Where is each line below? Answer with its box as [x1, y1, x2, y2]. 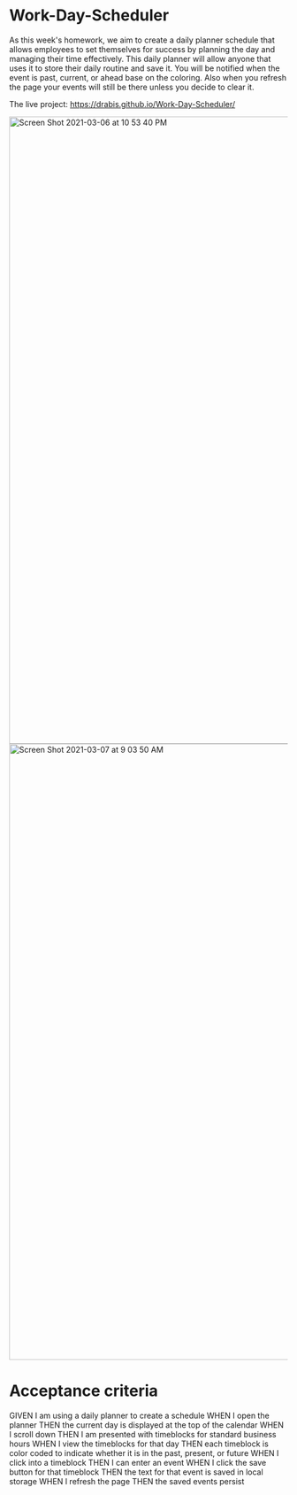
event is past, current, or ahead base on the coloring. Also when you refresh [9, 72, 287, 82]
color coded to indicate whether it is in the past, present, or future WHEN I [9, 1447, 279, 1458]
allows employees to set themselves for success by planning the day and [9, 43, 276, 54]
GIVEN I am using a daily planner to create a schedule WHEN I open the [9, 1410, 270, 1421]
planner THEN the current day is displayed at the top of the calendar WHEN [9, 1419, 285, 1430]
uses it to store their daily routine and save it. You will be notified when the [9, 63, 280, 74]
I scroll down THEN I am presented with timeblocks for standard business [9, 1429, 277, 1439]
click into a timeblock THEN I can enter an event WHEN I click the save [9, 1457, 267, 1468]
